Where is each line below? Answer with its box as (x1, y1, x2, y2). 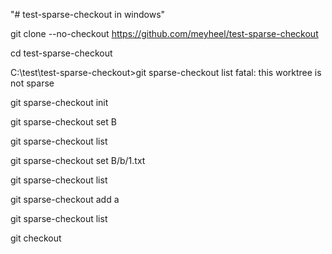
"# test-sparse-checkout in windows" (10, 9, 166, 20)
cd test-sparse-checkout (10, 47, 113, 59)
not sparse (10, 77, 55, 89)
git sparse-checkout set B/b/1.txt (10, 155, 146, 166)
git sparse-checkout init (10, 97, 109, 108)
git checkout (10, 232, 62, 244)
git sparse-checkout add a (10, 194, 120, 205)
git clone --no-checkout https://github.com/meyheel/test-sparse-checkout (10, 28, 319, 39)
